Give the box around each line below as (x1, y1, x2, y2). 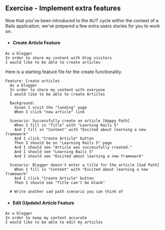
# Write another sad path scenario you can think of (10, 189, 123, 194)
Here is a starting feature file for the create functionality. (5, 69, 122, 75)
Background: (10, 101, 35, 106)
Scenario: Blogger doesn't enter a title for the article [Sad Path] (10, 163, 159, 168)
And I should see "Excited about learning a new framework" (14, 154, 144, 159)
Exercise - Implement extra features (5, 4, 121, 13)
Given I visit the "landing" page (14, 105, 87, 110)
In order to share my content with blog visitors (5, 56, 112, 61)
